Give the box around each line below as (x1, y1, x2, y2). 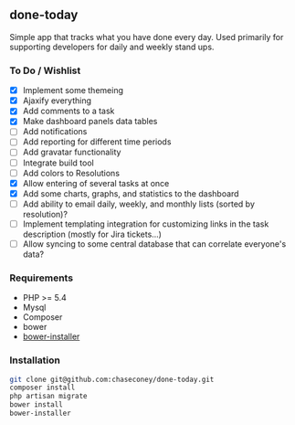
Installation (9, 354, 61, 367)
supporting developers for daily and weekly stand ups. (9, 41, 215, 52)
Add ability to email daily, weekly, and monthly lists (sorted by (22, 198, 256, 209)
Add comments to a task (22, 105, 115, 117)
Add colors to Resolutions (22, 167, 121, 178)
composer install (9, 383, 76, 392)
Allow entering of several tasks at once (22, 177, 170, 188)
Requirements (9, 271, 74, 284)
